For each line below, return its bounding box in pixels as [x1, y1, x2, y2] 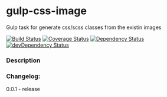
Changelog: [6, 72, 41, 80]
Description [6, 56, 41, 64]
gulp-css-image [6, 4, 87, 18]
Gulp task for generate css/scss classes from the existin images [6, 24, 162, 31]
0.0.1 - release [6, 86, 40, 93]
